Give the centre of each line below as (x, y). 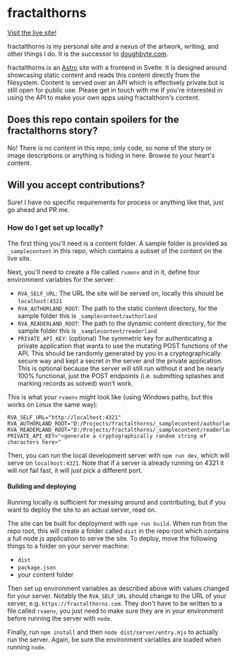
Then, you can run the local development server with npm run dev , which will (119, 455)
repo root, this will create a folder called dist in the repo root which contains (118, 531)
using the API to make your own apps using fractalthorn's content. (104, 98)
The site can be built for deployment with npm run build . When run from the (117, 524)
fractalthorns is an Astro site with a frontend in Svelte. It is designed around (117, 67)
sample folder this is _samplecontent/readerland (87, 331)
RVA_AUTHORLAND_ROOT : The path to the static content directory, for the (117, 308)
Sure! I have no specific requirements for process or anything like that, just (116, 202)
